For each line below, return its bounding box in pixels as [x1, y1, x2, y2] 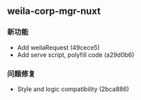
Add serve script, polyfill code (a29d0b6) [17, 51, 135, 59]
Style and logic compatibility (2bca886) [17, 85, 129, 93]
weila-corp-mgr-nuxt [7, 5, 101, 17]
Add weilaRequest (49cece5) [17, 43, 100, 51]
